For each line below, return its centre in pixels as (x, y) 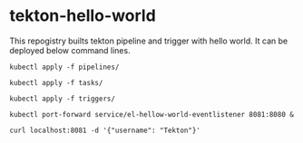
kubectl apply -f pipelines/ (64, 67)
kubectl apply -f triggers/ (63, 99)
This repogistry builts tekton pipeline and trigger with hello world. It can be (149, 41)
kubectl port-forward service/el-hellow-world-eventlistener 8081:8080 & (152, 114)
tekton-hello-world (83, 16)
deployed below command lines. (70, 50)
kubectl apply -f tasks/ (56, 82)
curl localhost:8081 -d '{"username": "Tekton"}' (105, 130)
